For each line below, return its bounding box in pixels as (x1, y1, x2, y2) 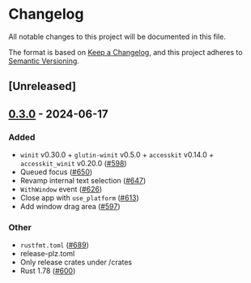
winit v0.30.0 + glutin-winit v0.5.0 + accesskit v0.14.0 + (19, 150, 215, 160)
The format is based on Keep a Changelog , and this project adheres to (8, 47, 243, 57)
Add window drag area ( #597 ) (19, 202, 121, 212)
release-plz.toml (19, 249, 75, 259)
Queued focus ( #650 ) (19, 167, 93, 177)
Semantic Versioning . (8, 56, 79, 66)
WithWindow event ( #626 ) (19, 184, 103, 195)
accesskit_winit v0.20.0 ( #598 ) (19, 159, 127, 169)
